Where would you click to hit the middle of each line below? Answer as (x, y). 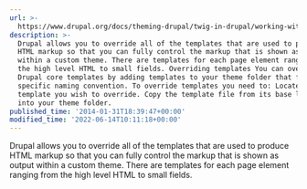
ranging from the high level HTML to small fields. (101, 175)
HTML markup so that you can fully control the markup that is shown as (144, 155)
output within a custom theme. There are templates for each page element (149, 165)
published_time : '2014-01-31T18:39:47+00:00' (97, 111)
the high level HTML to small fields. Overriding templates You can (151, 69)
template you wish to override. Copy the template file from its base (155, 94)
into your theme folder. (65, 103)
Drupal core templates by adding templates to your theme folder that (155, 78)
